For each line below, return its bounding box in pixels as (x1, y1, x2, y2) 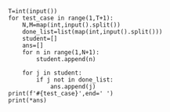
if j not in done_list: (36, 76, 114, 84)
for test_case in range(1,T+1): (8, 14, 114, 22)
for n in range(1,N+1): (22, 49, 100, 56)
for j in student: (22, 69, 82, 77)
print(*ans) (8, 96, 47, 104)
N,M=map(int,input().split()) (22, 21, 121, 29)
